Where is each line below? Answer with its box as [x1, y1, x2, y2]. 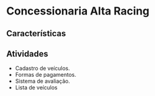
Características [6, 28, 66, 39]
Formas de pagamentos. [15, 71, 77, 78]
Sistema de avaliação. [15, 77, 71, 85]
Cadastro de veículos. [15, 65, 70, 72]
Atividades [6, 48, 49, 59]
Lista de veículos [15, 84, 58, 91]
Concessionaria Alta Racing [6, 4, 150, 18]
